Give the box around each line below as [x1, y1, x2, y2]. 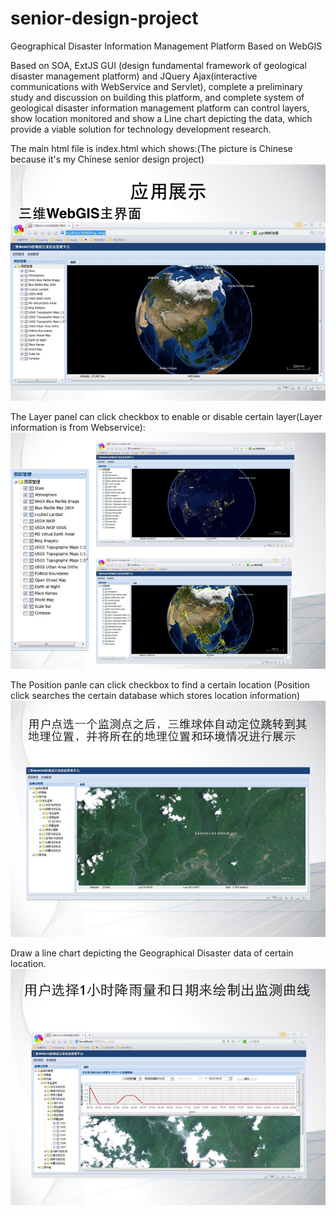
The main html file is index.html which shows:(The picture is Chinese [10, 142, 293, 154]
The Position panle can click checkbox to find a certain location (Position [10, 678, 311, 691]
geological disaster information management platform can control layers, [10, 102, 310, 114]
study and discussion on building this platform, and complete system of [10, 91, 305, 103]
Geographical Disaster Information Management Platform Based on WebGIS [10, 40, 323, 52]
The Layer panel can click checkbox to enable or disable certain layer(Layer [10, 410, 323, 422]
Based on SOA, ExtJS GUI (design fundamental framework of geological [10, 59, 307, 71]
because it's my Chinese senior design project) [10, 153, 205, 165]
